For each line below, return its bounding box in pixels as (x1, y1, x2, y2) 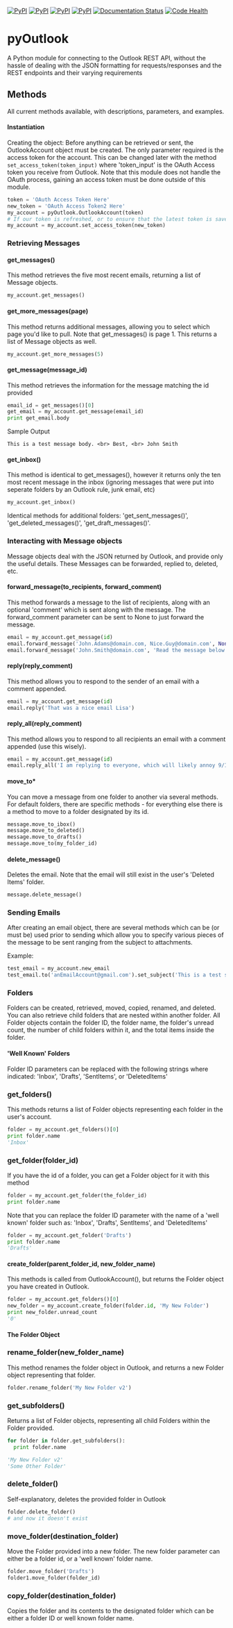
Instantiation (7, 123, 45, 131)
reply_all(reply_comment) (7, 719, 82, 727)
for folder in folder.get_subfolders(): (7, 1438, 126, 1445)
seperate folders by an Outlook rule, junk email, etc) (7, 485, 155, 494)
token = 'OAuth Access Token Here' (7, 196, 110, 203)
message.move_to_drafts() (7, 833, 82, 840)
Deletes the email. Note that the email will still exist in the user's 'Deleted (7, 870, 215, 879)
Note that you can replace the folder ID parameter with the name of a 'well (7, 1211, 220, 1219)
